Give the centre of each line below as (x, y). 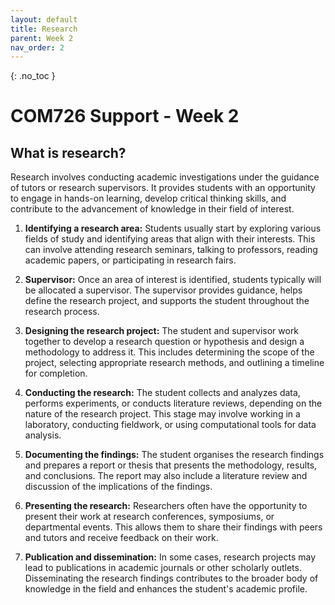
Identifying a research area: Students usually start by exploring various (173, 228)
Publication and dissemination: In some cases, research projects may (170, 557)
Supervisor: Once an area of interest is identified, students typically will (173, 280)
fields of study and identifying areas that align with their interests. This (170, 239)
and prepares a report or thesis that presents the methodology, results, (171, 465)
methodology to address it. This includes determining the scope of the (169, 352)
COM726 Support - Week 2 (125, 116)
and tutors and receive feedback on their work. (121, 538)
